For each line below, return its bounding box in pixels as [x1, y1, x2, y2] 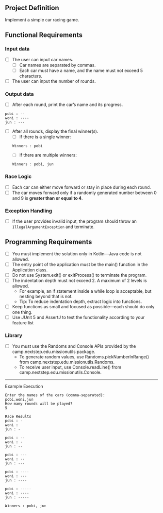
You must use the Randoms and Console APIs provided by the [12, 343, 136, 349]
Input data [5, 46, 30, 53]
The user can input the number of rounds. [12, 78, 96, 84]
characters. [19, 73, 43, 79]
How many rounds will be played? [5, 401, 73, 406]
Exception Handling [5, 207, 52, 214]
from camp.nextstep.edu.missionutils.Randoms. [19, 359, 115, 365]
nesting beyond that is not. [19, 294, 73, 300]
